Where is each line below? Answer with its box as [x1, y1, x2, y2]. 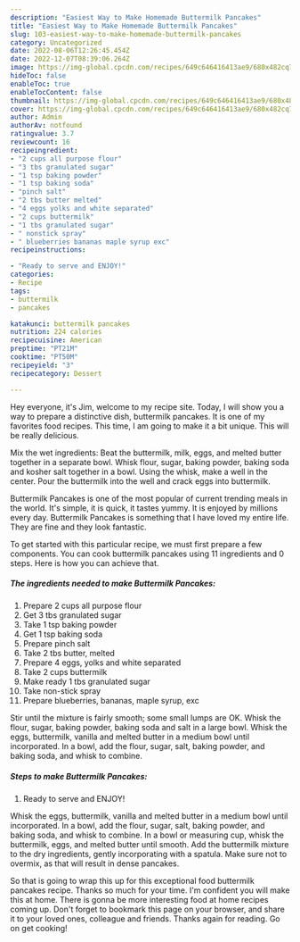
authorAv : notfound [10, 121, 83, 130]
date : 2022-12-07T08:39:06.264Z [10, 54, 130, 63]
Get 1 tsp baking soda [22, 629, 103, 639]
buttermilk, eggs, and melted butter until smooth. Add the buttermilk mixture [10, 839, 289, 850]
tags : [10, 287, 30, 296]
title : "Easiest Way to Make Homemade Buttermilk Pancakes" [10, 21, 239, 30]
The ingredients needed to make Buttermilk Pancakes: [10, 578, 216, 589]
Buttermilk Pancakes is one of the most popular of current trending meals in [10, 493, 288, 504]
